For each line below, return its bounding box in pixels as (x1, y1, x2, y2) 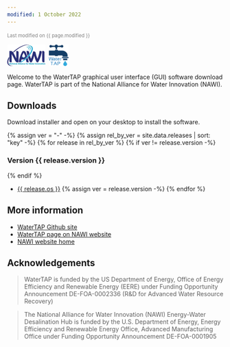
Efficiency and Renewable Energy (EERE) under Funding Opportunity (23, 283, 218, 291)
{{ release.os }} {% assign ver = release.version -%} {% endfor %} (16, 184, 206, 193)
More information (7, 204, 84, 216)
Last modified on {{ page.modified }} (7, 32, 91, 39)
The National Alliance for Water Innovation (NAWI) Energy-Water (23, 311, 206, 319)
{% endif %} (7, 171, 43, 180)
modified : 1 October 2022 (7, 11, 81, 18)
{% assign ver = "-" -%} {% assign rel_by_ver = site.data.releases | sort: (7, 131, 211, 140)
